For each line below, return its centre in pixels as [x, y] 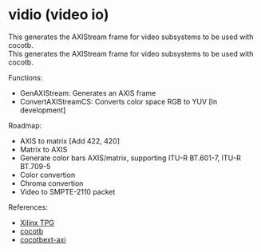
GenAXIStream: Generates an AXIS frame [88, 93]
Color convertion [47, 175]
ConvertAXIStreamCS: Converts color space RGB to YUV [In [119, 101]
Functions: [26, 77]
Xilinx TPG [37, 222]
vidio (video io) [59, 15]
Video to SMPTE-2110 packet [67, 191]
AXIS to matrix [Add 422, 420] [70, 140]
